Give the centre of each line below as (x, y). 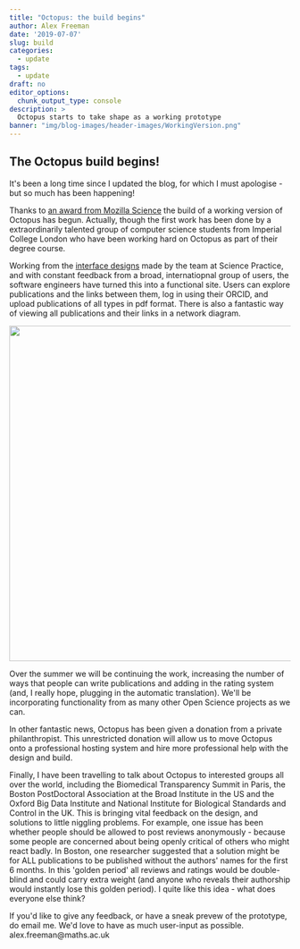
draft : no (28, 84)
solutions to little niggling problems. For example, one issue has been (136, 822)
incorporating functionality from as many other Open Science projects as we (150, 702)
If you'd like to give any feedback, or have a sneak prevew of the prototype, (148, 915)
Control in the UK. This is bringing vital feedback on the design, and (134, 813)
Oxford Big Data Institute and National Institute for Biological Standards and (148, 803)
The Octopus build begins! (85, 162)
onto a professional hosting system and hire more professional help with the (149, 748)
